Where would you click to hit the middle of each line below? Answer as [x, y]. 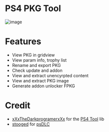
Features [23, 41]
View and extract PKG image [40, 81]
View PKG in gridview [33, 55]
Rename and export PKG [36, 65]
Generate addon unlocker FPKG [43, 86]
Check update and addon [37, 70]
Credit [18, 106]
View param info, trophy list [39, 60]
